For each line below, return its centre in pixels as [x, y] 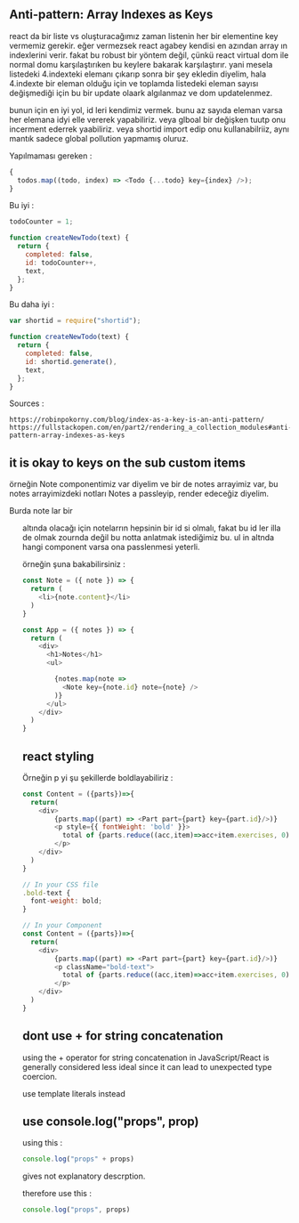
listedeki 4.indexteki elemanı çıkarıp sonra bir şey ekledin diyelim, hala [138, 74]
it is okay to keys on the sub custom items [128, 462]
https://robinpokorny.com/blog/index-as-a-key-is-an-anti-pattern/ [137, 420]
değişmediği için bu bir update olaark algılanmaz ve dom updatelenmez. [141, 93]
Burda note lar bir [41, 511]
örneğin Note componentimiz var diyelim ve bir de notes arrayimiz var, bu [144, 484]
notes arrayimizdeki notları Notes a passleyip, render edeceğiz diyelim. [139, 494]
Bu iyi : [21, 206]
